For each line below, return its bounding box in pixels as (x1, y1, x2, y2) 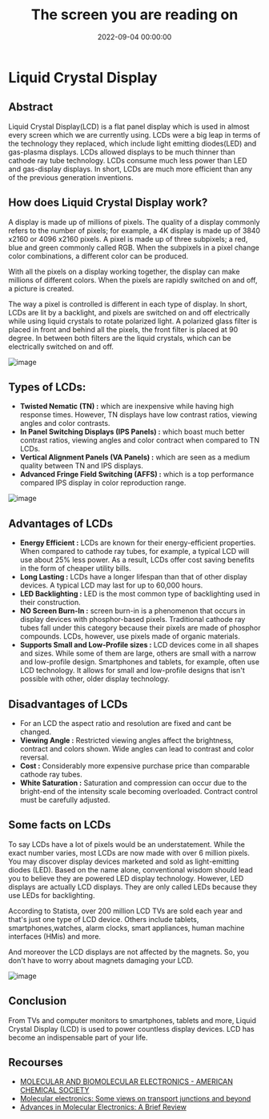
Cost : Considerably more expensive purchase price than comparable (19, 761, 251, 770)
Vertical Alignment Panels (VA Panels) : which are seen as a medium (19, 452, 251, 462)
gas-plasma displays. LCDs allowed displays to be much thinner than (8, 146, 236, 157)
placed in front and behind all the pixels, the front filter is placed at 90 (8, 324, 239, 334)
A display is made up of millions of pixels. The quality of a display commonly (8, 217, 260, 227)
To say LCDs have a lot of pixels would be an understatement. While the (8, 839, 246, 849)
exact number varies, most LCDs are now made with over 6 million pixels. (8, 848, 250, 857)
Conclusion (8, 994, 67, 1008)
